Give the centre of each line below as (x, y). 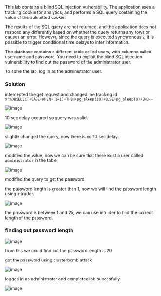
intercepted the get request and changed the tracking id (61, 95)
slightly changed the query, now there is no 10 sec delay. (62, 137)
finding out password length (39, 230)
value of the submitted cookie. (36, 17)
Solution (15, 84)
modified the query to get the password (45, 179)
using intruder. (19, 194)
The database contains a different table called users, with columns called (78, 52)
